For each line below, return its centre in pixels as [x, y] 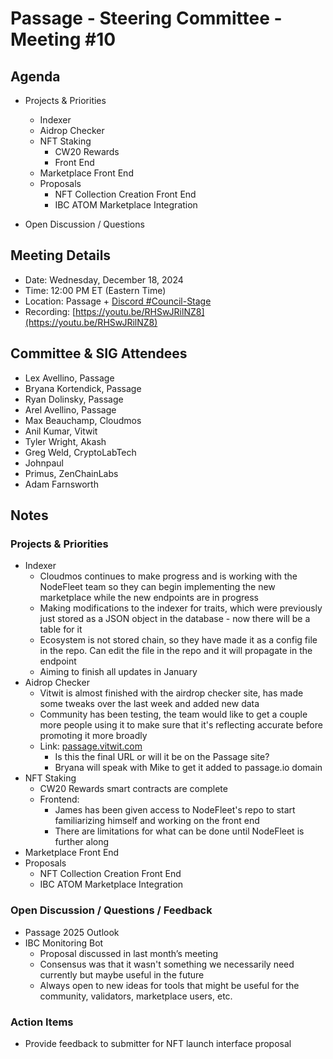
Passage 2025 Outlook [72, 932]
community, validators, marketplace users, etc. [136, 996]
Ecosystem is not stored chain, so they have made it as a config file [178, 640]
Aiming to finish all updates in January [118, 672]
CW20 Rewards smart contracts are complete [133, 789]
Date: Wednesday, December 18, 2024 [104, 279]
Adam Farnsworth [61, 484]
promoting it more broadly [93, 736]
